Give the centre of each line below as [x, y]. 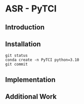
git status [16, 55]
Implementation [30, 80]
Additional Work [31, 97]
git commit [16, 64]
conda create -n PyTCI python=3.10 [42, 60]
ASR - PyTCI [31, 9]
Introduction [25, 27]
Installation [23, 44]
